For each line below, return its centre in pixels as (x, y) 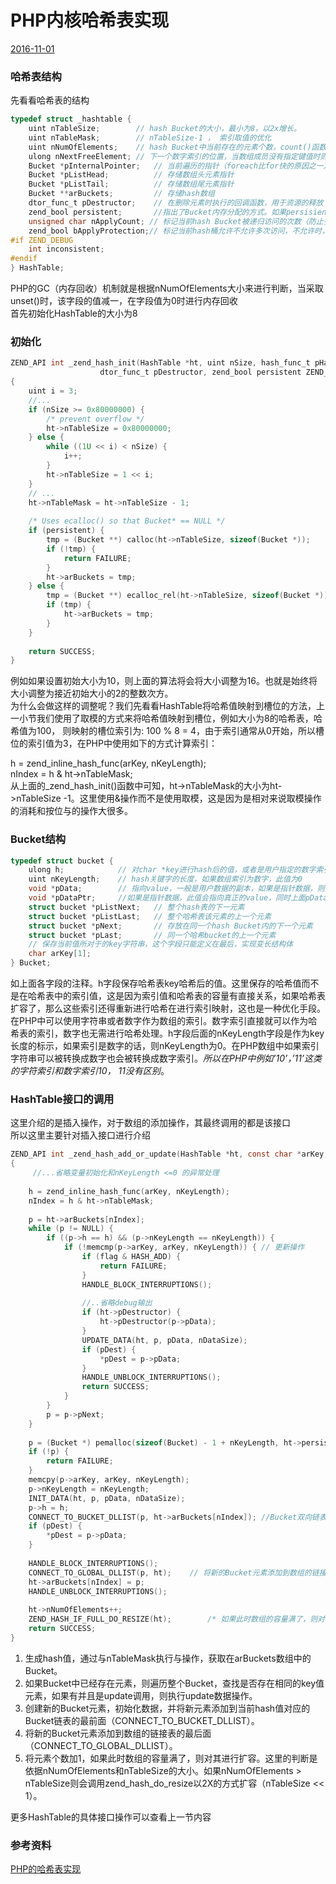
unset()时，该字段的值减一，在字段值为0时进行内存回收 (124, 301)
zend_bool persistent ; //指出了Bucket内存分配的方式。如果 (157, 212)
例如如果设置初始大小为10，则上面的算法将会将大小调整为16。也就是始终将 (164, 681)
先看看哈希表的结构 (50, 100)
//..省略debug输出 (117, 1303)
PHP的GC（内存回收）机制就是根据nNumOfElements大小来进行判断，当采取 (167, 288)
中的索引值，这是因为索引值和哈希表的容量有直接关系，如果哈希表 (189, 996)
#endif (24, 259)
